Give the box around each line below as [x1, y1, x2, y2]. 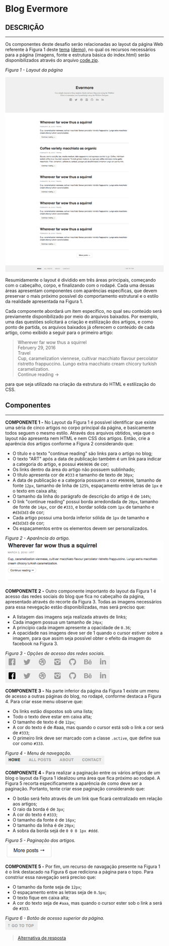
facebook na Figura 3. [12, 640, 58, 646]
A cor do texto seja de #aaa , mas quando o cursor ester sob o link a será [12, 900, 162, 906]
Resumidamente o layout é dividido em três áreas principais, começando [5, 277, 156, 283]
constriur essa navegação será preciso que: [5, 874, 97, 880]
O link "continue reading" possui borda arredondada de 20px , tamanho [12, 498, 158, 504]
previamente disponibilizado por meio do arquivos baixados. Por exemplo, [5, 313, 159, 319]
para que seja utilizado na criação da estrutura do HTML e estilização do [5, 381, 156, 387]
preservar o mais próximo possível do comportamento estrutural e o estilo [5, 293, 159, 299]
